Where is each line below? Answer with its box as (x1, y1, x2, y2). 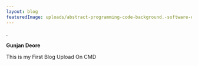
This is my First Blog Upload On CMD (6, 53, 97, 60)
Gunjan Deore (6, 42, 41, 49)
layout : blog (6, 8, 38, 15)
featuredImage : (6, 14, 44, 20)
